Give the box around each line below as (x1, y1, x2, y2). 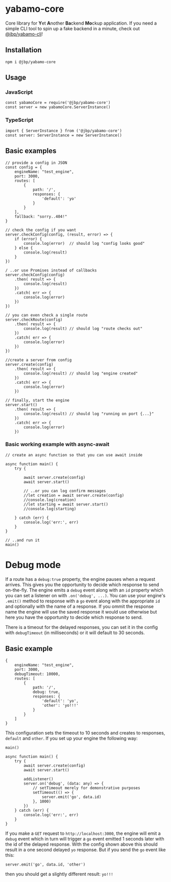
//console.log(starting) (23, 506, 77, 511)
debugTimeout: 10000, (14, 671, 60, 677)
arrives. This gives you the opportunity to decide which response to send (5, 581, 159, 587)
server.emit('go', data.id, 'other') (5, 862, 86, 867)
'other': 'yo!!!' (41, 703, 79, 708)
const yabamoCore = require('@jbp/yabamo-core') (5, 100, 111, 106)
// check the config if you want (5, 227, 77, 233)
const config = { (5, 164, 42, 170)
